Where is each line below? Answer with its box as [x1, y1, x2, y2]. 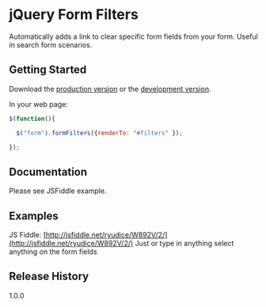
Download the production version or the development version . [9, 84, 211, 93]
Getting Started [9, 63, 87, 77]
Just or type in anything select [135, 239, 234, 248]
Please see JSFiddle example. [9, 186, 107, 195]
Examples [9, 209, 59, 222]
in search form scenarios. [9, 40, 93, 49]
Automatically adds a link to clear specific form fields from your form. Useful [9, 32, 258, 41]
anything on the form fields [9, 247, 97, 256]
